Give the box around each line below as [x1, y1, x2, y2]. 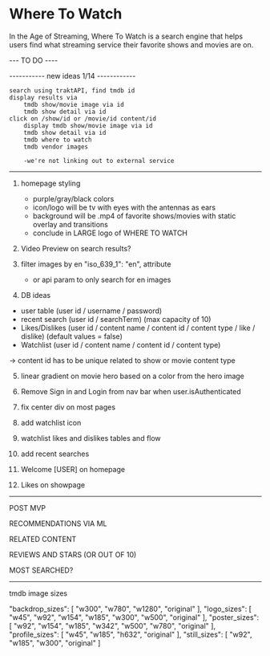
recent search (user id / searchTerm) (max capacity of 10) [20, 314, 212, 324]
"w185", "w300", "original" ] [9, 638, 101, 647]
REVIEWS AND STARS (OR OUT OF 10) [9, 549, 137, 559]
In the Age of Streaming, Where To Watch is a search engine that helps [9, 31, 244, 41]
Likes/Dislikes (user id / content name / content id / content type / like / [20, 323, 256, 332]
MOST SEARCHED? [9, 565, 74, 575]
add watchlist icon [20, 418, 82, 427]
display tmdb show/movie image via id [23, 121, 153, 129]
